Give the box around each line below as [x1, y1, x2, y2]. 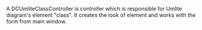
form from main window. [6, 18, 67, 25]
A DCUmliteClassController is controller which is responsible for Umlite [6, 5, 183, 12]
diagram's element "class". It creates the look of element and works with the [6, 11, 196, 19]
